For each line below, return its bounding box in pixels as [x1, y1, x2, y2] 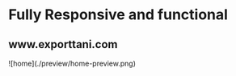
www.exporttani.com [8, 38, 118, 51]
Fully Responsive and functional [8, 6, 229, 24]
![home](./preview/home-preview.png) [8, 58, 136, 68]
